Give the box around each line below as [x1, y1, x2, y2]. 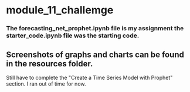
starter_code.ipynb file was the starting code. [6, 31, 140, 40]
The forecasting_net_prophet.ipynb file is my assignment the [6, 24, 184, 33]
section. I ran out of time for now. [6, 80, 86, 87]
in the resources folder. [6, 59, 93, 69]
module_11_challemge [6, 3, 114, 17]
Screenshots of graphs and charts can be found [6, 49, 185, 59]
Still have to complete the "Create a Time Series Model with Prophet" [6, 74, 173, 81]
